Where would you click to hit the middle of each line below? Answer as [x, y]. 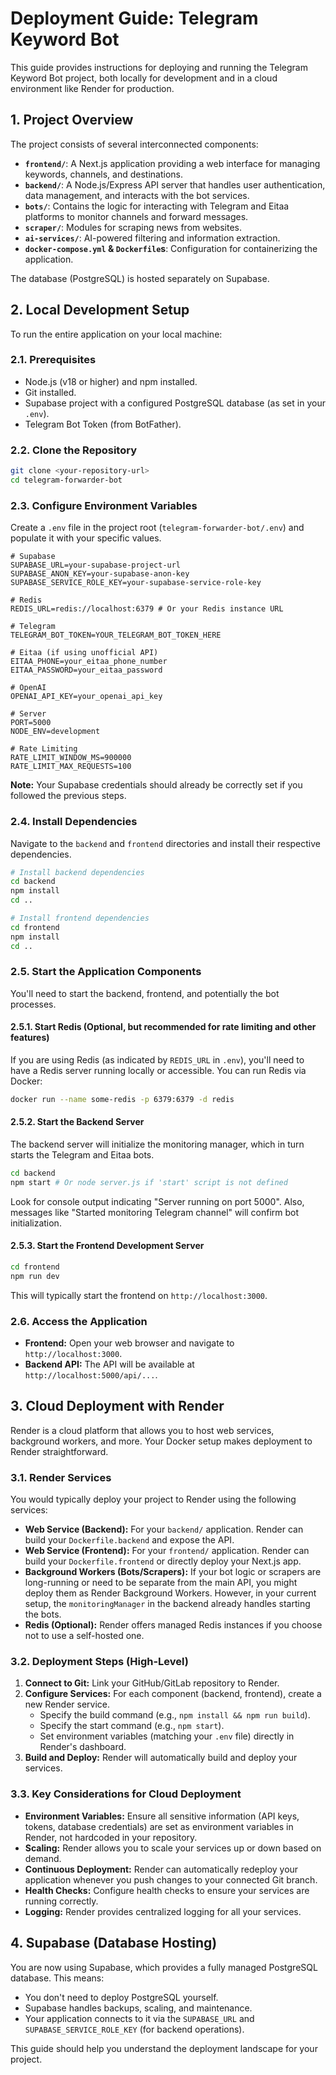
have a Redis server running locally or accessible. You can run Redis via [158, 1070]
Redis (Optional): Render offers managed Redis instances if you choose [173, 1625]
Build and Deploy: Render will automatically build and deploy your [161, 1758]
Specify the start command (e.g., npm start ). [132, 1726]
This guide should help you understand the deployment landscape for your [164, 2048]
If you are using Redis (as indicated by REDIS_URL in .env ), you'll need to [157, 1060]
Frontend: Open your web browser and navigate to [129, 1343]
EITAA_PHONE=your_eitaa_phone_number [89, 662]
